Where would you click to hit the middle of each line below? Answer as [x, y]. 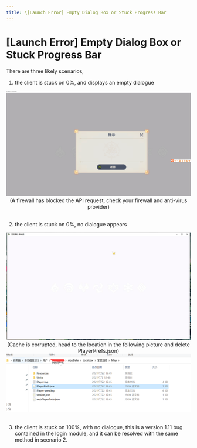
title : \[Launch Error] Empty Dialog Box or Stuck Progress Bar [86, 12]
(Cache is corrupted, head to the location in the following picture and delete [98, 345]
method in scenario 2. [41, 439]
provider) [98, 207]
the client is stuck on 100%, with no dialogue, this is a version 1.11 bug [98, 427]
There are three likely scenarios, [45, 71]
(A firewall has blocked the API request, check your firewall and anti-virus [98, 200]
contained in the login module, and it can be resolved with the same [96, 433]
